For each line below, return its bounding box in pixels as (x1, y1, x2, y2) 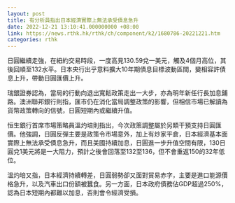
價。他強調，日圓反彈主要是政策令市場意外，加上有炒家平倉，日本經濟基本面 (7, 130, 228, 139)
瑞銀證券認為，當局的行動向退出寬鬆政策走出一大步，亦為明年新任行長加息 (7, 89, 222, 97)
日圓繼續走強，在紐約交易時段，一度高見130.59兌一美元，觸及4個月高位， (7, 57, 220, 65)
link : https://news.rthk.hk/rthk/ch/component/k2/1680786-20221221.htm (7, 29, 220, 37)
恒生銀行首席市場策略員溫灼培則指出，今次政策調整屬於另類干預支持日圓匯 (7, 121, 222, 129)
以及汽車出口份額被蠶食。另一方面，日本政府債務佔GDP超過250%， (31, 180, 227, 188)
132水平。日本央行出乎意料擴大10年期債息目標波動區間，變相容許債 (31, 65, 226, 73)
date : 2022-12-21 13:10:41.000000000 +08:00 (7, 23, 139, 30)
